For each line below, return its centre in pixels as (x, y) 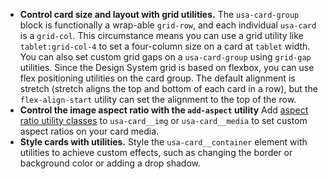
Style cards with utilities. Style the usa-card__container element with (163, 142)
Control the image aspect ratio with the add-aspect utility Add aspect (164, 110)
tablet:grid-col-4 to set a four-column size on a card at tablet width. (165, 46)
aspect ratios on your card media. (89, 131)
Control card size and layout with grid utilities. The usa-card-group (159, 14)
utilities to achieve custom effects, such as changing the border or (156, 152)
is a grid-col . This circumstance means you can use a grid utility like (161, 35)
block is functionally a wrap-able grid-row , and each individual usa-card (168, 25)
